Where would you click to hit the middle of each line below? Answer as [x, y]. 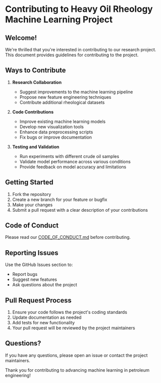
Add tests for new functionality [43, 323]
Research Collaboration [37, 82]
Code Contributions [33, 112]
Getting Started [29, 182]
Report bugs [25, 274]
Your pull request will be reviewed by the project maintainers [74, 328]
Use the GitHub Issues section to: [39, 265]
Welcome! [21, 38]
